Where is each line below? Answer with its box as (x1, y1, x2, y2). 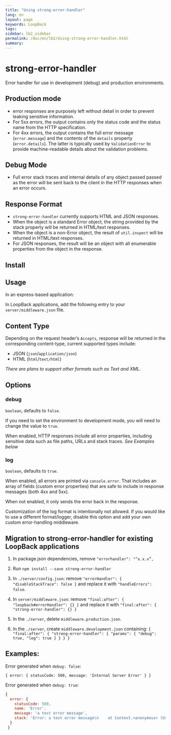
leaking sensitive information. (12, 113, 75, 119)
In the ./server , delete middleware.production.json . (12, 616, 122, 622)
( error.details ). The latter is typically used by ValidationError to (12, 140, 151, 146)
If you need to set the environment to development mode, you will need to (5, 417, 160, 424)
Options (5, 381, 32, 389)
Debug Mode (5, 160, 47, 169)
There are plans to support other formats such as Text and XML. (5, 366, 141, 372)
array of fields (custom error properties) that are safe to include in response (5, 483, 164, 489)
